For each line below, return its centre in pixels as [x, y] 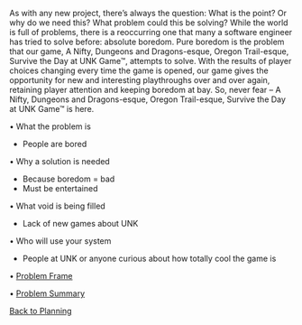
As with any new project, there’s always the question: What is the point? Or [148, 13]
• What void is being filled [57, 206]
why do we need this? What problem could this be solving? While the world [149, 23]
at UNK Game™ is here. [52, 109]
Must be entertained [60, 188]
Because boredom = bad [69, 179]
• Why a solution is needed [59, 161]
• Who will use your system [60, 241]
